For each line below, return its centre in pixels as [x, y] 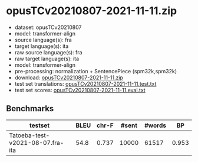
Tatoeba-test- [29, 135]
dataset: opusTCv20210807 [48, 27]
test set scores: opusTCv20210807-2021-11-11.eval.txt [80, 90]
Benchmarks [30, 108]
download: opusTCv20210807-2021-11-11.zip [69, 77]
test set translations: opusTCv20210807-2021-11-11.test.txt [85, 83]
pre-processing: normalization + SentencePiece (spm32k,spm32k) [96, 71]
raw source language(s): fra [48, 52]
